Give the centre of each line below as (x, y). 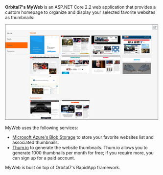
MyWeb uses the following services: (42, 128)
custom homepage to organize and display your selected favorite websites (80, 12)
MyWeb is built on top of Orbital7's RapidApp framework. (63, 167)
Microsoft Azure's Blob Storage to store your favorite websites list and (83, 137)
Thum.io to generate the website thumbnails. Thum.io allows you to (80, 147)
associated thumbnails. (35, 142)
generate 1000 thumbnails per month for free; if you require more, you (83, 153)
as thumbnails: (20, 17)
